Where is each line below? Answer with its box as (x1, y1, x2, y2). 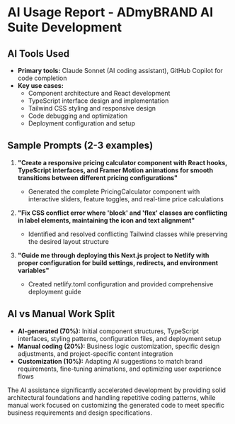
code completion (17, 74, 67, 82)
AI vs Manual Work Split (7, 308, 115, 320)
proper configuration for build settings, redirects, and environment (17, 258, 218, 267)
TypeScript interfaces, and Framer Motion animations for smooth (17, 166, 214, 174)
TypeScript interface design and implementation (28, 96, 169, 105)
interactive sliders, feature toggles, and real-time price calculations (28, 194, 224, 203)
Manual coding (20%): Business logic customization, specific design (17, 342, 220, 350)
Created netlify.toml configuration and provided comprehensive (28, 279, 214, 288)
